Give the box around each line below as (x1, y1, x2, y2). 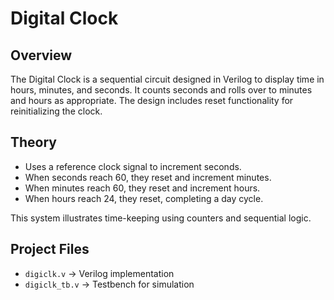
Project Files (10, 241, 90, 258)
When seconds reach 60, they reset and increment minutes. (24, 171, 272, 183)
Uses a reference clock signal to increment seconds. (24, 160, 242, 172)
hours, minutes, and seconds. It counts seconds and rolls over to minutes (10, 84, 313, 96)
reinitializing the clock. (10, 105, 103, 117)
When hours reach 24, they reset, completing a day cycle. (24, 192, 264, 204)
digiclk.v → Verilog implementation (24, 267, 175, 279)
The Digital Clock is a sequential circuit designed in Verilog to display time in (10, 73, 325, 85)
